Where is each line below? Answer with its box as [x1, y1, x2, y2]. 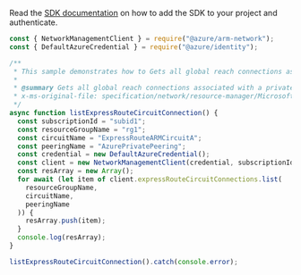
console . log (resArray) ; [17, 233, 106, 242]
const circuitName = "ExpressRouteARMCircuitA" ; [17, 133, 202, 142]
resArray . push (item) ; [25, 216, 106, 226]
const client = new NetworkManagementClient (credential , [17, 158, 235, 168]
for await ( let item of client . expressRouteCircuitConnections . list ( [17, 175, 282, 184]
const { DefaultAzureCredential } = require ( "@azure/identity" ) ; [9, 42, 258, 52]
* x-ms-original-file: [13, 92, 99, 101]
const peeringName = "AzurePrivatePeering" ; [17, 142, 186, 151]
